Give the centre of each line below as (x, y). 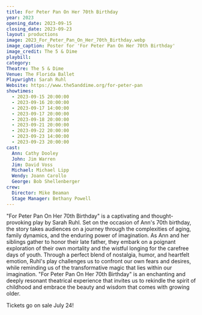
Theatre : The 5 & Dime (35, 68)
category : (19, 63)
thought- (162, 216)
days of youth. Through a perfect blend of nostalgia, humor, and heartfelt (98, 254)
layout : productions (33, 35)
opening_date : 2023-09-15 (39, 23)
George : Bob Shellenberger (46, 182)
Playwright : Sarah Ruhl (37, 80)
